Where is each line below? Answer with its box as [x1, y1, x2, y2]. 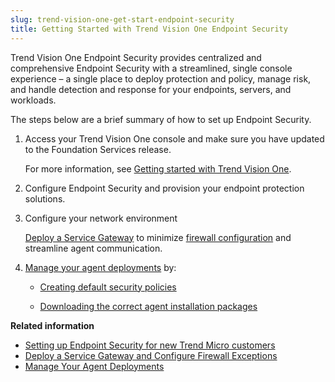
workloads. [10, 94, 57, 106]
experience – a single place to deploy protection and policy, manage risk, [10, 72, 312, 85]
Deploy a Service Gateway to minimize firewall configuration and [24, 231, 292, 243]
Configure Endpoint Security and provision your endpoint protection [24, 182, 305, 194]
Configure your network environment [24, 212, 178, 224]
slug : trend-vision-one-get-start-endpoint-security [10, 14, 235, 25]
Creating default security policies [39, 281, 177, 293]
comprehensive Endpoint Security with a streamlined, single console [10, 62, 293, 74]
